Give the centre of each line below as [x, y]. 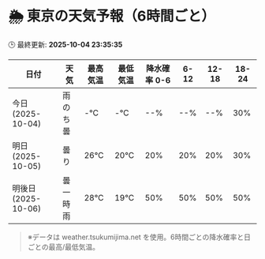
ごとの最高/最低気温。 [63, 246]
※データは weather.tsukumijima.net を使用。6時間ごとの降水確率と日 [139, 237]
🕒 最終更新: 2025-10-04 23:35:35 [65, 44]
